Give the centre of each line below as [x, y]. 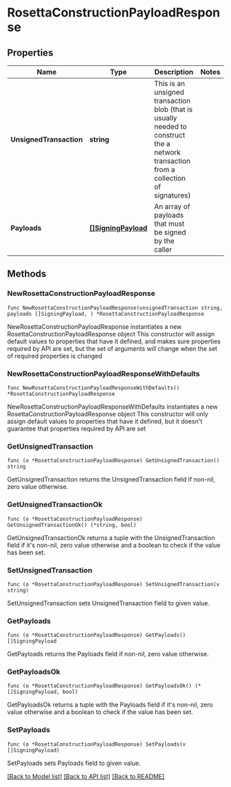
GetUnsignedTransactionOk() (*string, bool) [72, 525]
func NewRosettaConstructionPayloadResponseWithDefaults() [93, 388]
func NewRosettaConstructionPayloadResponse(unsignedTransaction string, [115, 308]
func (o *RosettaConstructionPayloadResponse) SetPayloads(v [97, 744]
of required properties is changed [55, 356]
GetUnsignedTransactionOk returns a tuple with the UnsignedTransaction [111, 537]
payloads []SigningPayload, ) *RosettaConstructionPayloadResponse [106, 314]
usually [165, 118]
